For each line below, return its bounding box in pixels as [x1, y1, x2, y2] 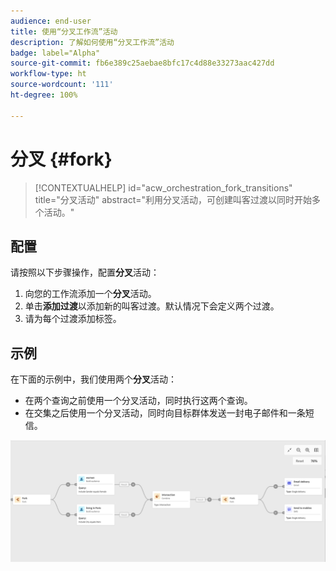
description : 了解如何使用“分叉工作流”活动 [10, 37, 175, 47]
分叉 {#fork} [10, 148, 113, 170]
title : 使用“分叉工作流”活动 [10, 26, 118, 37]
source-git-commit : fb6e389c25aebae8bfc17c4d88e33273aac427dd [10, 58, 275, 69]
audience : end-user [10, 16, 92, 26]
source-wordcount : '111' [10, 80, 114, 90]
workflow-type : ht [10, 69, 87, 79]
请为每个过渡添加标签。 [24, 313, 122, 325]
